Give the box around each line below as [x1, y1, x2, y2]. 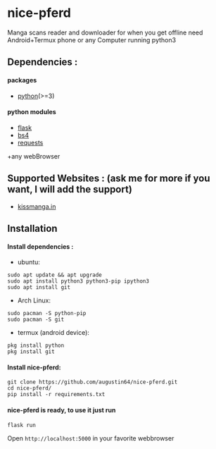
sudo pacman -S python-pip [7, 310, 87, 317]
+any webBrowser [7, 152, 61, 160]
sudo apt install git [7, 284, 71, 291]
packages [7, 75, 37, 84]
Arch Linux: [17, 296, 51, 305]
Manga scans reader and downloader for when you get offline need [7, 28, 203, 37]
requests [17, 138, 44, 147]
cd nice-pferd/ [7, 385, 52, 392]
